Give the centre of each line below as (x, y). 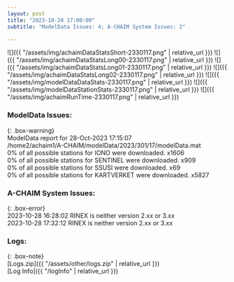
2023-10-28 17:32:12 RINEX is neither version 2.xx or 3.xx (90, 223)
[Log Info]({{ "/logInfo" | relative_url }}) (63, 271)
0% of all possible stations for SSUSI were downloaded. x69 (94, 168)
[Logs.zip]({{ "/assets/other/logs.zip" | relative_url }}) (83, 264)
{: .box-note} (25, 256)
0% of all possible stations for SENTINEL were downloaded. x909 (102, 160)
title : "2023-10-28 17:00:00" (51, 20)
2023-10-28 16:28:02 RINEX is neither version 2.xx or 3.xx (91, 215)
